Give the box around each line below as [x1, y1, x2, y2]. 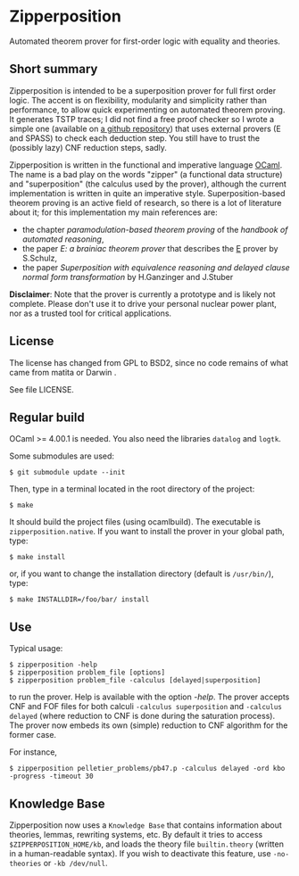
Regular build [9, 409, 85, 425]
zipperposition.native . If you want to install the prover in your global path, [9, 526, 286, 537]
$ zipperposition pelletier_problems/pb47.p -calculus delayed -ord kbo [9, 764, 286, 773]
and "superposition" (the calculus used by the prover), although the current [9, 178, 287, 189]
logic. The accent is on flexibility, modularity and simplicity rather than [9, 95, 268, 105]
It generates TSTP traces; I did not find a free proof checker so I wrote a [9, 113, 275, 124]
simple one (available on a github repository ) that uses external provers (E [9, 123, 281, 134]
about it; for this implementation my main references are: [9, 207, 219, 218]
